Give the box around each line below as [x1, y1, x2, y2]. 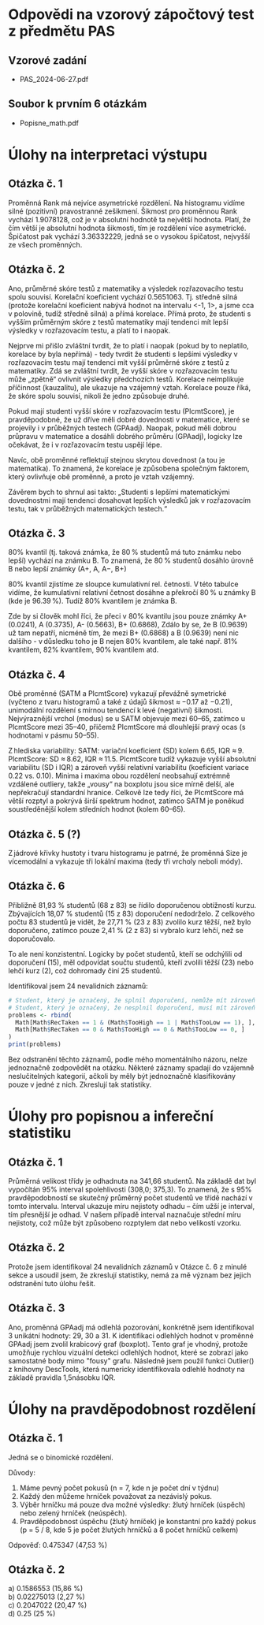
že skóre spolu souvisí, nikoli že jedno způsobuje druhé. [8, 391, 190, 400]
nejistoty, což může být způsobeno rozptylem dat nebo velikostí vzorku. [8, 1218, 242, 1227]
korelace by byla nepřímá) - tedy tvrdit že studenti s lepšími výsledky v [8, 349, 238, 359]
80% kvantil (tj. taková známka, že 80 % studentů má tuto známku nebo [8, 548, 242, 557]
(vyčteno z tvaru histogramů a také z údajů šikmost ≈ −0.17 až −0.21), [8, 697, 232, 707]
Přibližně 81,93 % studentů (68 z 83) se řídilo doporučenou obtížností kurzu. [8, 900, 257, 909]
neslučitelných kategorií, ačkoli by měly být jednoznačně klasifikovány [8, 1072, 236, 1080]
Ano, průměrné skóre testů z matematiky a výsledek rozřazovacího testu [8, 284, 244, 293]
